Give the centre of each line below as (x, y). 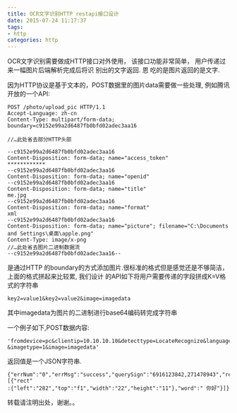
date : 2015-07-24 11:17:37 (47, 21)
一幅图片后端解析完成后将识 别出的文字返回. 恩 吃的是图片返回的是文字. (116, 70)
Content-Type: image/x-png (47, 240)
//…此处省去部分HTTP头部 (39, 140)
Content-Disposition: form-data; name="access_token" (88, 158)
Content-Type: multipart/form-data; (61, 120)
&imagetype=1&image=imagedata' (53, 347)
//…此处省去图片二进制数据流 (44, 248)
